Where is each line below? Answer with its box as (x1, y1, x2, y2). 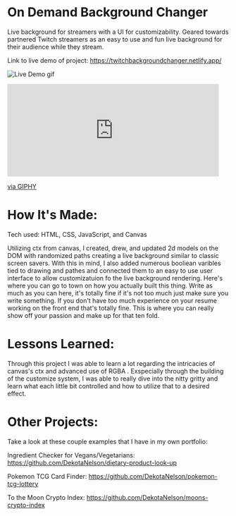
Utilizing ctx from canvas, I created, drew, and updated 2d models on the (7, 244, 218, 252)
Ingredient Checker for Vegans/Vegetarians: (7, 450, 135, 459)
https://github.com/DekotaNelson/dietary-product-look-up (7, 458, 178, 467)
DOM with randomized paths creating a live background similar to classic (7, 251, 220, 259)
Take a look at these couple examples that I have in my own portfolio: (7, 437, 208, 446)
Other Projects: (7, 414, 99, 430)
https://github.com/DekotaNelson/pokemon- (88, 472, 218, 480)
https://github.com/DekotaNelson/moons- (86, 493, 209, 501)
